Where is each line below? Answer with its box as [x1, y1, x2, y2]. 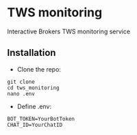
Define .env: [16, 102, 52, 110]
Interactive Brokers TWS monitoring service [7, 27, 131, 35]
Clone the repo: [16, 65, 62, 73]
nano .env [7, 90, 36, 97]
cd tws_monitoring [7, 84, 60, 91]
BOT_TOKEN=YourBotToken [7, 115, 75, 122]
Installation [7, 47, 56, 59]
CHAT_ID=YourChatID [7, 121, 63, 128]
